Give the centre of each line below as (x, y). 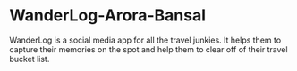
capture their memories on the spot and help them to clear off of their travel (148, 49)
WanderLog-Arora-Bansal (108, 16)
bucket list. (30, 59)
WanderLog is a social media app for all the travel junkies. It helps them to (145, 40)
